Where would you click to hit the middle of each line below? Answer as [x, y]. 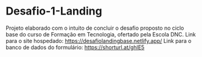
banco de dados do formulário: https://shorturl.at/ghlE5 [75, 47]
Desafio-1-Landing [54, 11]
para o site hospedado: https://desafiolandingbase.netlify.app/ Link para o [99, 41]
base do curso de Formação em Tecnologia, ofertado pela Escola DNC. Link [101, 34]
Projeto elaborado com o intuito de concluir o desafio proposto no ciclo [95, 28]
